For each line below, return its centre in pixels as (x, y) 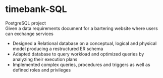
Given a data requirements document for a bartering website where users (82, 28)
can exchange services (30, 33)
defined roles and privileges (42, 70)
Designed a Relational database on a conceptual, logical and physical (85, 43)
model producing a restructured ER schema (58, 48)
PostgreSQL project (26, 23)
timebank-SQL (36, 9)
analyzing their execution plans (45, 59)
